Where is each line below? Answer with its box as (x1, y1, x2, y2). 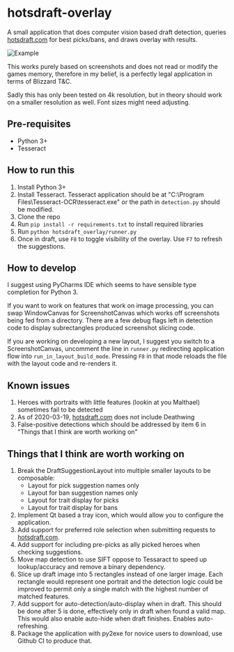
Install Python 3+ (17, 183, 66, 191)
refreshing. (17, 622, 49, 630)
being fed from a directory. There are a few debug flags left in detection (7, 316, 213, 325)
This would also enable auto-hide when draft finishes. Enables (17, 614, 196, 623)
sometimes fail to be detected (17, 405, 103, 414)
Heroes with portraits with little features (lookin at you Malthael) (17, 398, 201, 407)
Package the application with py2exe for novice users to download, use (17, 629, 223, 637)
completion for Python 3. (7, 288, 79, 297)
